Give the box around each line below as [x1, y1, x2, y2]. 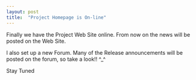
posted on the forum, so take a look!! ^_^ [6, 55, 106, 63]
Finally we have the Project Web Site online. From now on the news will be [6, 31, 191, 38]
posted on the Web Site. [6, 37, 66, 45]
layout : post [6, 8, 39, 15]
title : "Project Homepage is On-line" [6, 14, 107, 20]
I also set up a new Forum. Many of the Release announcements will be [6, 49, 183, 56]
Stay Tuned [6, 67, 35, 74]
